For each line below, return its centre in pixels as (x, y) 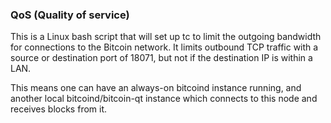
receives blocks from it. (59, 109)
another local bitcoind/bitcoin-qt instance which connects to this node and (164, 99)
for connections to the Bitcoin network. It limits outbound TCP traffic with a (164, 47)
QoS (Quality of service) (70, 15)
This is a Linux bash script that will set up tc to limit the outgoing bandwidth (166, 37)
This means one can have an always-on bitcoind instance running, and (156, 88)
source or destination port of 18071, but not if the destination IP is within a (161, 58)
